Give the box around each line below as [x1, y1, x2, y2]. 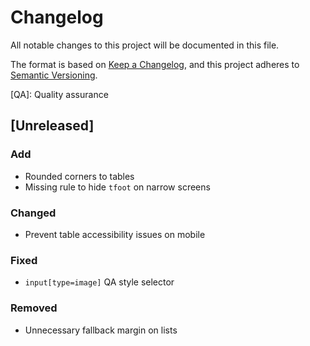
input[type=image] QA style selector [24, 276, 175, 288]
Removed [10, 301, 58, 315]
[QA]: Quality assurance [10, 88, 109, 100]
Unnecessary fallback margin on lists [24, 324, 178, 336]
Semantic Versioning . [10, 69, 98, 81]
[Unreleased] [10, 117, 95, 135]
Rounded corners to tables [24, 170, 135, 182]
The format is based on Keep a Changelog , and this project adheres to [10, 58, 300, 70]
